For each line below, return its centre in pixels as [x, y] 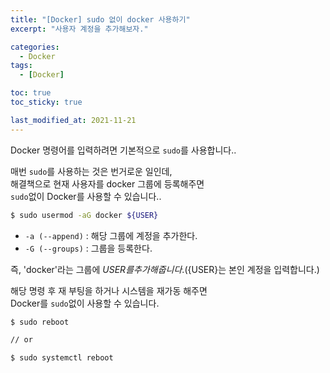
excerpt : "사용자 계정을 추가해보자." [79, 29]
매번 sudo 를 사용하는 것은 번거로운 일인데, [91, 171]
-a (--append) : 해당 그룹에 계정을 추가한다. [111, 235]
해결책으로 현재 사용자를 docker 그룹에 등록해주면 [107, 183]
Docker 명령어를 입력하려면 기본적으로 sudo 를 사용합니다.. [123, 150]
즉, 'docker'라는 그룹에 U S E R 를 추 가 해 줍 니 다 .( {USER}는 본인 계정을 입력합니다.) [165, 269]
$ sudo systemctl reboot [62, 358]
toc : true [31, 93]
